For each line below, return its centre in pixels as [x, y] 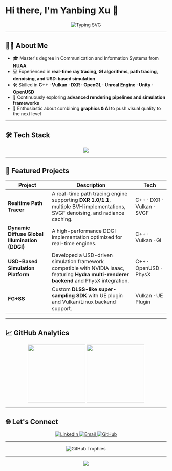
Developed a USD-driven [82, 255]
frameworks [26, 103]
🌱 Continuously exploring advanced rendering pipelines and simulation [89, 97]
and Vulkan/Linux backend [84, 302]
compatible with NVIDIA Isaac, [88, 268]
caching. [62, 219]
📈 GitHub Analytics [37, 333]
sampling [63, 296]
